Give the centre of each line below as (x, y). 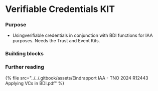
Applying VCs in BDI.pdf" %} (35, 83)
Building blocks (25, 54)
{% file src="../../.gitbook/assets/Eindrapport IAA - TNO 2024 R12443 (77, 78)
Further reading (25, 67)
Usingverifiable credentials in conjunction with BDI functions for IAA (83, 35)
